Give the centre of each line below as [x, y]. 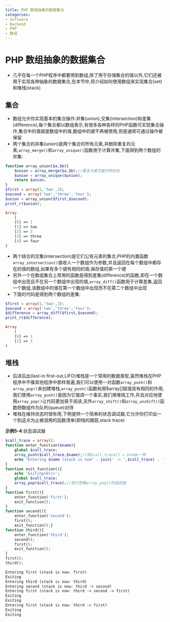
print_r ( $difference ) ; [29, 318]
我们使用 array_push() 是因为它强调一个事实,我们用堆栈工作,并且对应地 [85, 395]
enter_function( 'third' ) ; [42, 535]
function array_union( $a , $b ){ [37, 166]
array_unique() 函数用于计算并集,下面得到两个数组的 [107, 150]
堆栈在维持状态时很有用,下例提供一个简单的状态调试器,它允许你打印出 [85, 414]
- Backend [16, 24]
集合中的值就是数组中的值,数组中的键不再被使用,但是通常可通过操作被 [91, 131]
